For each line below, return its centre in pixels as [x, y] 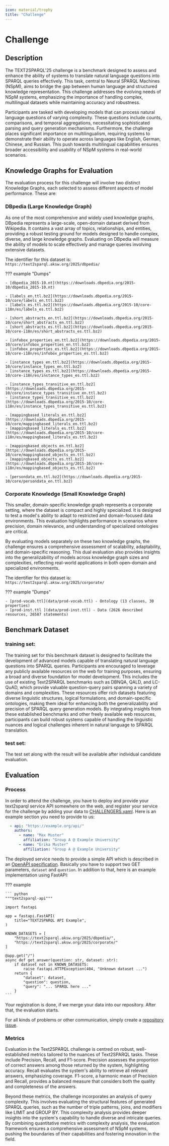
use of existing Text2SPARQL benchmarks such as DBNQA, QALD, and [78, 682]
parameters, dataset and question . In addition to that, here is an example [80, 869]
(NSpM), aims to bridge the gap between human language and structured [81, 86]
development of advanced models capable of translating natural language [82, 660]
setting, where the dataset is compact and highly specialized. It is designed [83, 510]
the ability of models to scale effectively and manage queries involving [78, 244]
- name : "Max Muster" [41, 835]
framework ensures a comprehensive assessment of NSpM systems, [77, 1128]
